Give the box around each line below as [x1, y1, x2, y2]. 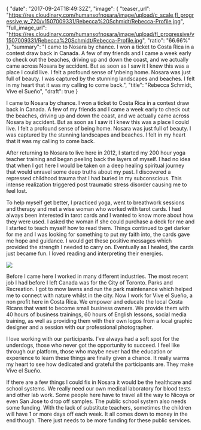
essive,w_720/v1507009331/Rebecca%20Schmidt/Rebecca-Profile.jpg [6, 18, 181, 25]
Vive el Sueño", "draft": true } [6, 88, 78, 95]
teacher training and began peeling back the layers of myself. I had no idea [6, 156, 191, 162]
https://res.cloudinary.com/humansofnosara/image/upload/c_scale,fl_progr [8, 11, 194, 19]
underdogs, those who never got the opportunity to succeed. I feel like [6, 341, 180, 349]
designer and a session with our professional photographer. [6, 323, 154, 331]
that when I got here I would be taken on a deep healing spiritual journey [6, 162, 185, 169]
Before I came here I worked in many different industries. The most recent [6, 272, 188, 280]
